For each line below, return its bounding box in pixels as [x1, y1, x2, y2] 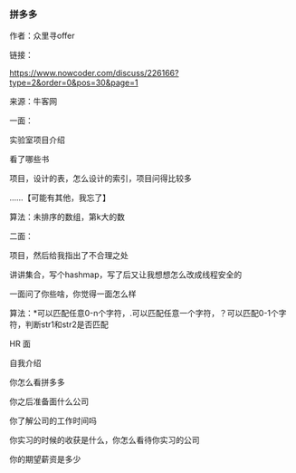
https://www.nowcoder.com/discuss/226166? [9, 68, 179, 79]
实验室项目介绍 [9, 134, 65, 146]
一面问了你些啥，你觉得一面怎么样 [9, 288, 137, 300]
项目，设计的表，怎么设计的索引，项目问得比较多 [9, 173, 192, 184]
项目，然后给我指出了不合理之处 [9, 250, 129, 261]
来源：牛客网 [9, 96, 57, 107]
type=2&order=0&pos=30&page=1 [9, 77, 138, 88]
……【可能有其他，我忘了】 [9, 192, 111, 203]
